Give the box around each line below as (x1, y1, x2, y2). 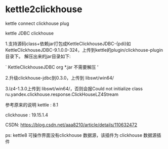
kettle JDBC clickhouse (5, 30, 54, 36)
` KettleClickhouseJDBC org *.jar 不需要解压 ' (5, 64, 99, 70)
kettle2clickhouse (5, 4, 82, 15)
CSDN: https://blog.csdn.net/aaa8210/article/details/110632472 (5, 122, 138, 128)
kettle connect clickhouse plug (5, 20, 69, 26)
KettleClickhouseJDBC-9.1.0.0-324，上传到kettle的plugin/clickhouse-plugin (5, 47, 163, 53)
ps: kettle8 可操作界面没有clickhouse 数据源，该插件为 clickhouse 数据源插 (5, 132, 161, 138)
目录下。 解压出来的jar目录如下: (5, 53, 71, 59)
